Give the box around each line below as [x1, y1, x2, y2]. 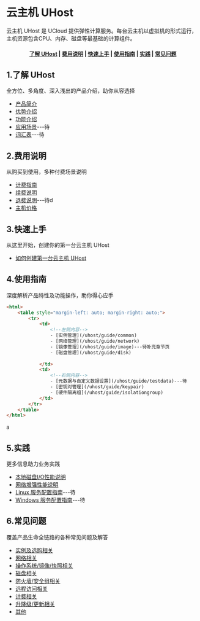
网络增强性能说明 [15, 481, 59, 488]
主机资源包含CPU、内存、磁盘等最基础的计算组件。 [6, 34, 136, 42]
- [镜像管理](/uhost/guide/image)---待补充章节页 [50, 343, 170, 350]
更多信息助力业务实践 [6, 460, 60, 467]
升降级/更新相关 [15, 600, 55, 607]
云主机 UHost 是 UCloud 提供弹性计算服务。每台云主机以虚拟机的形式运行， [6, 27, 198, 34]
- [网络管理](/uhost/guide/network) [50, 338, 140, 345]
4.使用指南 [6, 274, 47, 284]
